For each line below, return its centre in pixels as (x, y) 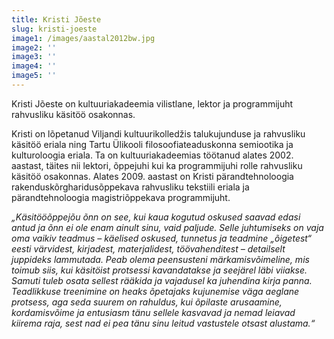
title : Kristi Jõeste (56, 19)
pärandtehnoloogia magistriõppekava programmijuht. (121, 197)
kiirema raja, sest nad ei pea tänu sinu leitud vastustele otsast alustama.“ (163, 323)
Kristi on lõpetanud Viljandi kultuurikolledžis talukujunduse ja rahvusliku (158, 133)
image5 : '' (34, 76)
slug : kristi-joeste (54, 29)
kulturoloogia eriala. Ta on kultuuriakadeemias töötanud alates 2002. (152, 155)
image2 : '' (34, 47)
